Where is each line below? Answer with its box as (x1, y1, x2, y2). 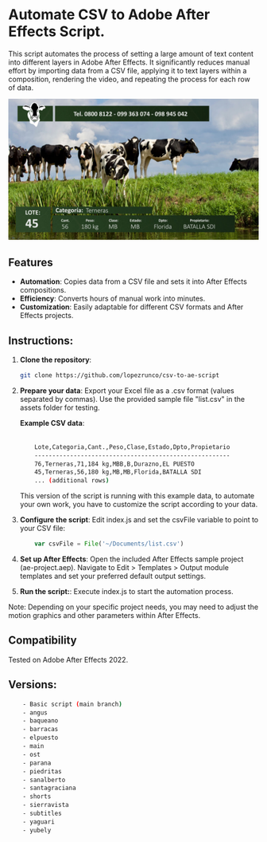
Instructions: (8, 333, 74, 348)
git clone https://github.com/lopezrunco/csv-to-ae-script (19, 372, 220, 380)
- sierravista (22, 801, 69, 809)
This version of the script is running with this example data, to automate (19, 491, 255, 501)
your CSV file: (19, 524, 66, 533)
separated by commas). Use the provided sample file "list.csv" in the (19, 394, 245, 403)
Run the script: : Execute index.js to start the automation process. (19, 587, 234, 596)
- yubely (22, 826, 52, 834)
